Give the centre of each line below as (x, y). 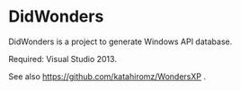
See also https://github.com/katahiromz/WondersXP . (107, 76)
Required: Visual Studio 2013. (63, 59)
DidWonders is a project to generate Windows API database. (120, 41)
